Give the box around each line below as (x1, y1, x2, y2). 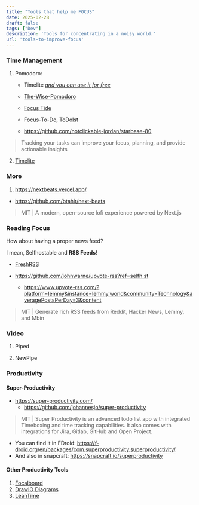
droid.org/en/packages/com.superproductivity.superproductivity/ (14, 446, 176, 453)
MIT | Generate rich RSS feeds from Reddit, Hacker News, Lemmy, (20, 308, 185, 315)
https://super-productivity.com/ (14, 397, 93, 405)
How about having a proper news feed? (6, 237, 103, 244)
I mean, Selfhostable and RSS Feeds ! (6, 249, 97, 256)
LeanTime (14, 492, 40, 499)
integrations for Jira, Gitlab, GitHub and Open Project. (20, 428, 153, 435)
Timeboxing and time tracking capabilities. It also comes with (20, 422, 172, 429)
